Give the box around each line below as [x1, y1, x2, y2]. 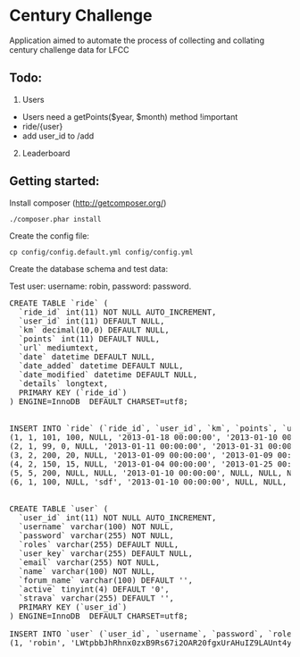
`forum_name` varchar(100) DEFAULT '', [18, 575, 194, 585]
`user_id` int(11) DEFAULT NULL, [18, 316, 165, 326]
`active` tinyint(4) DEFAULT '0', [18, 584, 170, 594]
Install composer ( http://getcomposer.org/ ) [9, 198, 167, 208]
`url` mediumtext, [18, 342, 100, 353]
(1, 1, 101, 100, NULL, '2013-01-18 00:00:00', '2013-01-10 [9, 432, 279, 442]
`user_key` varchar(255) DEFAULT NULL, [18, 548, 194, 559]
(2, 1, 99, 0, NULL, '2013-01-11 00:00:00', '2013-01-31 [9, 441, 264, 451]
